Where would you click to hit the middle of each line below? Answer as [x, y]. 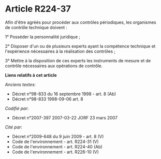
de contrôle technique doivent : [36, 27]
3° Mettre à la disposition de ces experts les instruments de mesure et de [78, 60]
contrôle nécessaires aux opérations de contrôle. [54, 66]
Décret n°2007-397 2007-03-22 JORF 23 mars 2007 [65, 117]
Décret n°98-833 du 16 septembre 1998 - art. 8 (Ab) [64, 94]
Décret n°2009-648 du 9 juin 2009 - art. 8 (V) [58, 136]
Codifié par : [17, 108]
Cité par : [14, 127]
